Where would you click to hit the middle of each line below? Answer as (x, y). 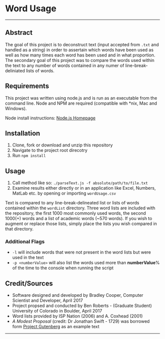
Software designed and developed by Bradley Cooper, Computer (78, 295)
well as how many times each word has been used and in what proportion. (80, 55)
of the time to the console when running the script (63, 268)
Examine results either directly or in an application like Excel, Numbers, (84, 188)
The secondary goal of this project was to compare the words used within (80, 60)
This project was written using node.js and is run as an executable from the (81, 98)
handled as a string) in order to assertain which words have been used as (79, 50)
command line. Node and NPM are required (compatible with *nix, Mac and (81, 103)
